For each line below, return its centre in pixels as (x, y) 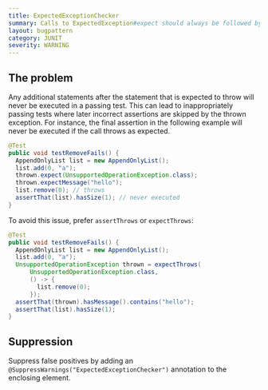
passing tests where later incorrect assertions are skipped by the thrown (128, 113)
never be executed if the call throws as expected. (89, 131)
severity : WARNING (39, 46)
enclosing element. (39, 378)
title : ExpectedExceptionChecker (64, 16)
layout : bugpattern (41, 30)
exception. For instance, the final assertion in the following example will (126, 122)
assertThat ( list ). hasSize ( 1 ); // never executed (98, 198)
